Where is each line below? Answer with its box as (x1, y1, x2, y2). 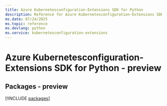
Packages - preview (5, 82, 68, 91)
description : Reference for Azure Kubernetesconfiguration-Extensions (5, 12, 155, 17)
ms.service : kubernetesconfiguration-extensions (5, 30, 108, 35)
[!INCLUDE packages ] (5, 96, 50, 101)
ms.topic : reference (5, 21, 48, 26)
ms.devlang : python (5, 26, 46, 31)
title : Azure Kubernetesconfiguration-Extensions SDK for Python (5, 7, 143, 12)
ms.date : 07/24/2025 (5, 16, 48, 21)
